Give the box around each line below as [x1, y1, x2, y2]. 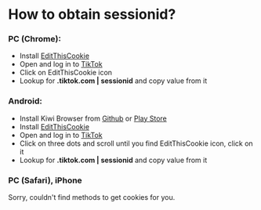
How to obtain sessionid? [8, 5, 176, 24]
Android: [8, 96, 43, 107]
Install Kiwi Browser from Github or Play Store [19, 114, 167, 123]
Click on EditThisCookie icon [19, 68, 112, 78]
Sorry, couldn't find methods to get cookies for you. [8, 193, 176, 202]
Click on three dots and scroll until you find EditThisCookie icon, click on [19, 139, 253, 148]
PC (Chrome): [8, 34, 61, 45]
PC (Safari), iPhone [8, 175, 82, 186]
